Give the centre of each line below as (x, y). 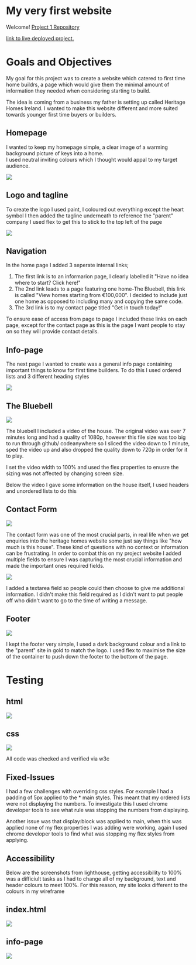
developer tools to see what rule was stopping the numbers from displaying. (98, 810)
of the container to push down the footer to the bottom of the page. (87, 656)
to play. (15, 456)
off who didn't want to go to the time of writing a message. (77, 600)
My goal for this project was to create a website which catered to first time (96, 78)
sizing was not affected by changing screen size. (65, 473)
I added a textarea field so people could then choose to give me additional (96, 588)
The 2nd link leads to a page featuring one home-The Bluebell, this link (100, 289)
